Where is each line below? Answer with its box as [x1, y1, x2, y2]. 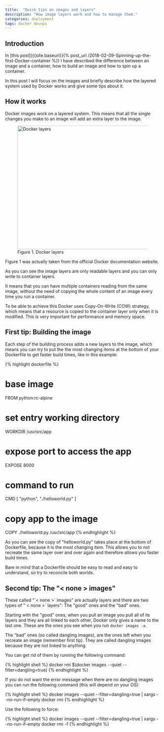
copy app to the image [5, 513, 98, 524]
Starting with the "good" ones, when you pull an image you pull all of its [5, 612, 150, 618]
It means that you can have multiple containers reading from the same [5, 283, 147, 289]
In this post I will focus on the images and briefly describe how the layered [5, 78, 156, 84]
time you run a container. [5, 293, 56, 299]
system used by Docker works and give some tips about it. [5, 83, 124, 89]
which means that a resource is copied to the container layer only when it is [5, 308, 159, 314]
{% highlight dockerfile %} [5, 361, 59, 367]
